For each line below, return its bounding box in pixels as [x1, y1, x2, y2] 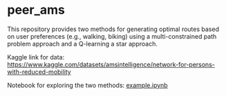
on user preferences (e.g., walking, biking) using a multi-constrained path [7, 32, 217, 40]
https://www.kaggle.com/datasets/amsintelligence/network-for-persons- [7, 60, 216, 68]
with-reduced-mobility [7, 68, 71, 76]
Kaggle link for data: [7, 52, 64, 61]
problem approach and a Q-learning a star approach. [7, 39, 158, 48]
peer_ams [7, 2, 66, 18]
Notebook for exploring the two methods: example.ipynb [7, 81, 168, 89]
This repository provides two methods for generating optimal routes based [7, 25, 220, 33]
